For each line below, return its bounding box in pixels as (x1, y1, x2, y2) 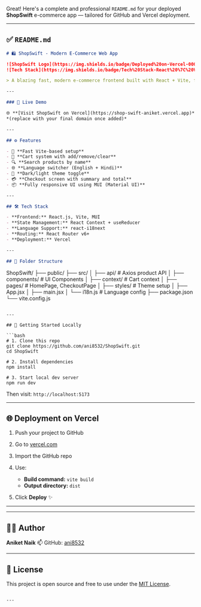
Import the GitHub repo (14, 453, 72, 460)
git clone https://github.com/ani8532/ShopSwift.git (6, 343, 141, 349)
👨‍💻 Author (6, 522, 45, 533)
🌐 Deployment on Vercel (6, 413, 99, 423)
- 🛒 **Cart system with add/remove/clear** (6, 154, 117, 160)
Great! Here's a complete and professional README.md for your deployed (6, 5, 181, 12)
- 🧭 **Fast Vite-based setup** (6, 148, 84, 154)
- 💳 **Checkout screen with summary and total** (6, 176, 132, 182)
